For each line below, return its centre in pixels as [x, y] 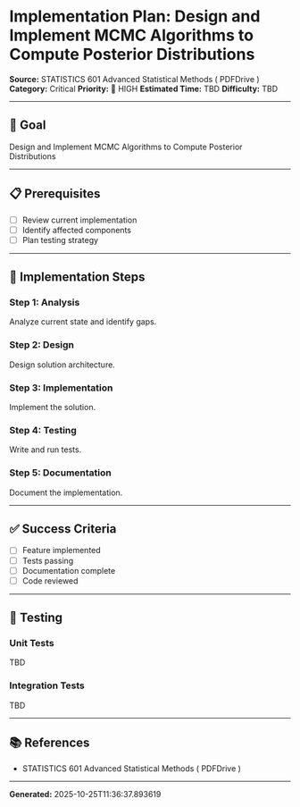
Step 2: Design [42, 345]
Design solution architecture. [62, 365]
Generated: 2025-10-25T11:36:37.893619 [85, 794]
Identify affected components [77, 230]
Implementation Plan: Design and [135, 17]
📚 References [50, 743]
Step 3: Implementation [61, 388]
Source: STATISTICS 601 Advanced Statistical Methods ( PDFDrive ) [135, 79]
